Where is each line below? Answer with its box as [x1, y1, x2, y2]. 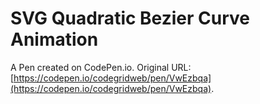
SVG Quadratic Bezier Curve [10, 7, 251, 30]
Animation [10, 28, 99, 51]
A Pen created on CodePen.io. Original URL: [10, 61, 192, 73]
